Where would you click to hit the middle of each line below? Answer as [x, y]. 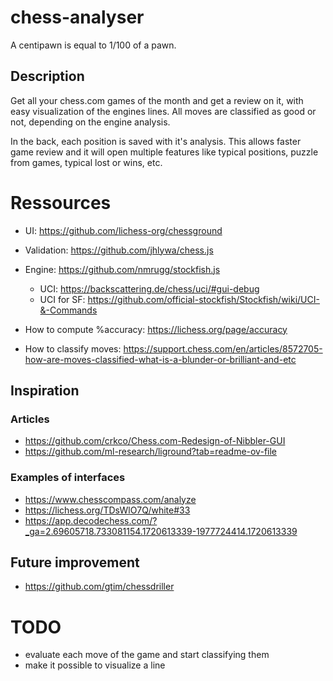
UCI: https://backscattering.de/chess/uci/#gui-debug [149, 288]
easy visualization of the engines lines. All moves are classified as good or [163, 111]
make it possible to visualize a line [95, 665]
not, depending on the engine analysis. [90, 122]
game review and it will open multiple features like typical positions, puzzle [164, 152]
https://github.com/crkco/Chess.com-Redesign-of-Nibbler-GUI [155, 441]
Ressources [61, 202]
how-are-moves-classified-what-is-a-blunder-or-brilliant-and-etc [160, 359]
